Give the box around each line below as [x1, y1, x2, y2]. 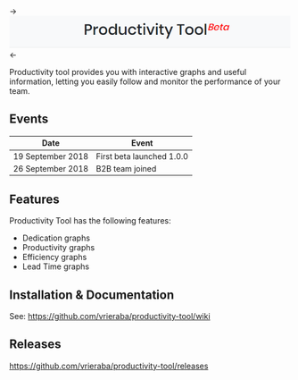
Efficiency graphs [21, 252, 87, 263]
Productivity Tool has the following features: [9, 215, 171, 226]
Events [9, 112, 49, 127]
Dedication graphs [21, 232, 91, 243]
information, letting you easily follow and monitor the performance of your [9, 76, 281, 87]
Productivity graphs [21, 242, 95, 253]
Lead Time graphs [21, 261, 90, 272]
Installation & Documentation [9, 287, 175, 302]
